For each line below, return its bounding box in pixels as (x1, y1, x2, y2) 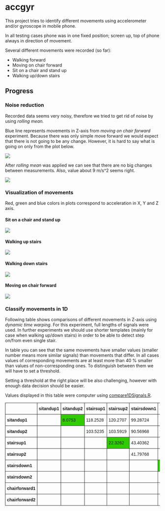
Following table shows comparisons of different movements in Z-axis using (5, 317, 157, 323)
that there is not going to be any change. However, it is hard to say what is (5, 138, 155, 144)
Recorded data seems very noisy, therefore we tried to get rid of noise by (5, 113, 154, 119)
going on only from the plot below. (5, 143, 75, 149)
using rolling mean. (5, 118, 44, 124)
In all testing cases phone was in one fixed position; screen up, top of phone (5, 33, 160, 38)
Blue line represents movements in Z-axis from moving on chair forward (5, 128, 151, 134)
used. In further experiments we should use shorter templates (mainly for (5, 327, 153, 333)
